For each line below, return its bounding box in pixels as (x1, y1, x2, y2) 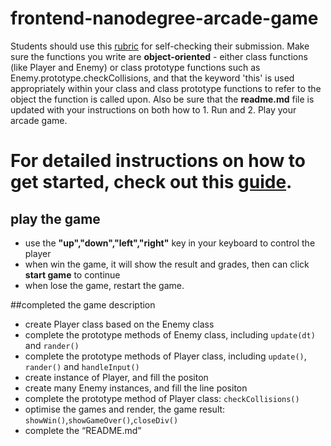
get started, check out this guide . (10, 171, 293, 194)
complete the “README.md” (24, 424, 142, 436)
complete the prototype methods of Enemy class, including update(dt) (24, 328, 316, 341)
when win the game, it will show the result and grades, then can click (24, 258, 310, 270)
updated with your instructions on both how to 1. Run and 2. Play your (10, 103, 297, 116)
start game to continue (24, 268, 121, 281)
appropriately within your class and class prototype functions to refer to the (10, 82, 322, 94)
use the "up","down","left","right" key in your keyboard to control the (24, 237, 316, 249)
